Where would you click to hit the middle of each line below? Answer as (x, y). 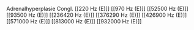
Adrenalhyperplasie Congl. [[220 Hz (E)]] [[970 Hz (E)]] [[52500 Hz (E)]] (97, 9)
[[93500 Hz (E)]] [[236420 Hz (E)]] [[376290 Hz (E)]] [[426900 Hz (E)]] (97, 15)
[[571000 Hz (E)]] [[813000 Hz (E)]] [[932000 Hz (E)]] (74, 21)
